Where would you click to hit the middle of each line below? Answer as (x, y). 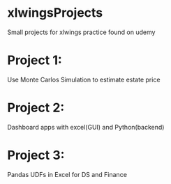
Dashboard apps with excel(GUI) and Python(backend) (86, 127)
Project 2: (36, 108)
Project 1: (35, 60)
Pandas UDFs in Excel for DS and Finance (67, 174)
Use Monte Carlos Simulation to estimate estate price (84, 79)
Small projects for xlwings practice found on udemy (81, 32)
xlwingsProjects (55, 13)
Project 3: (36, 155)
